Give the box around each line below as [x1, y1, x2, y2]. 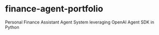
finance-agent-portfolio [5, 3, 103, 14]
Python [5, 24, 19, 30]
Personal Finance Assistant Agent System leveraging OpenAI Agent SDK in [5, 19, 154, 25]
